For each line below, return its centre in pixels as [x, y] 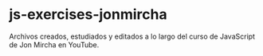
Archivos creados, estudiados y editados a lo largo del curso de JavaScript [132, 36]
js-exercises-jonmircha [88, 15]
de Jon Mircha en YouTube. [54, 44]
